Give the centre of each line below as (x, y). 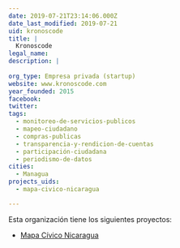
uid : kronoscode (36, 31)
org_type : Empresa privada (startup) (72, 76)
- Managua (32, 174)
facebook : (25, 99)
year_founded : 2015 (41, 91)
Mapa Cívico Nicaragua (59, 235)
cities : (21, 167)
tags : (17, 114)
